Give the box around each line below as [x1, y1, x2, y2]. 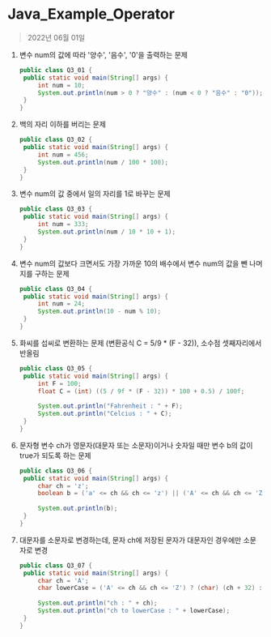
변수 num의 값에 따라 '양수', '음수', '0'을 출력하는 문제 [19, 49, 188, 59]
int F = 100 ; [37, 379, 82, 387]
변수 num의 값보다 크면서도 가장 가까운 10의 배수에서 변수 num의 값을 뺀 [19, 259, 248, 268]
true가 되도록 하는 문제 [19, 451, 91, 460]
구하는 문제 [34, 268, 70, 278]
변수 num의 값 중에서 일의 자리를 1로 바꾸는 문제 [19, 189, 171, 199]
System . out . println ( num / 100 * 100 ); [37, 158, 169, 166]
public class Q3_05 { [19, 364, 93, 373]
